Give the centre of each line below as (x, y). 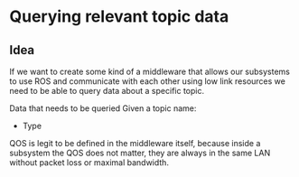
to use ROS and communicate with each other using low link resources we (148, 81)
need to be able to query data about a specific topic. (107, 91)
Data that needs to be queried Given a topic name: (103, 108)
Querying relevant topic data (119, 17)
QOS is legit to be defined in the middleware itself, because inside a (135, 143)
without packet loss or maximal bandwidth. (89, 163)
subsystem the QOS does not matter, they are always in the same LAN (140, 153)
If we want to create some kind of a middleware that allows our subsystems (150, 71)
